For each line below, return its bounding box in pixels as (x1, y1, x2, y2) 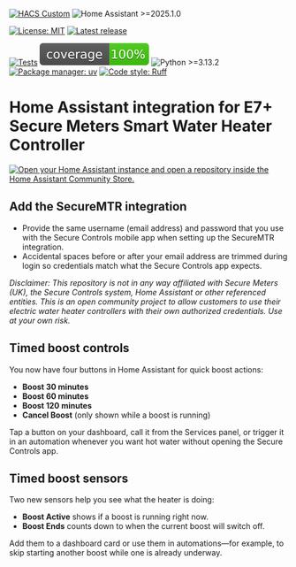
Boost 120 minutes (21, 400, 93, 410)
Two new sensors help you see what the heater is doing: (9, 494, 215, 505)
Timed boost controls (9, 341, 130, 356)
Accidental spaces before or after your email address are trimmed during (21, 250, 288, 261)
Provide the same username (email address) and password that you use (21, 222, 285, 234)
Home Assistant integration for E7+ (9, 97, 273, 118)
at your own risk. (9, 315, 71, 326)
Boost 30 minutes (21, 381, 89, 392)
